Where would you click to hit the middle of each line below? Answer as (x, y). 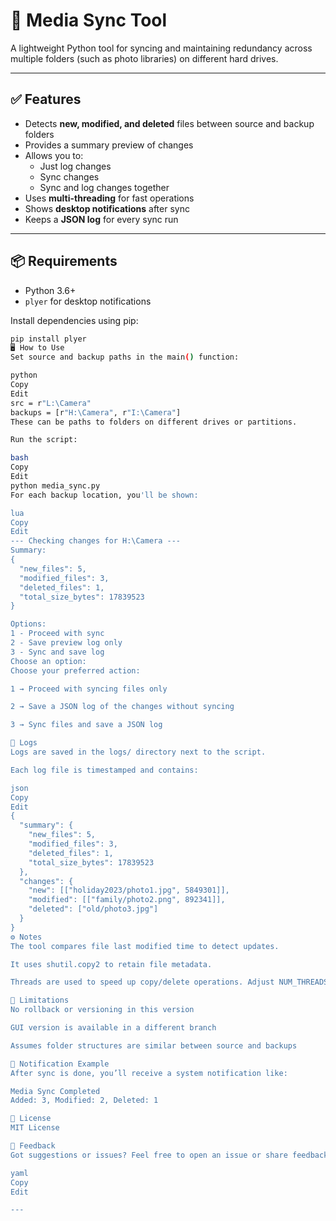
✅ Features (46, 99)
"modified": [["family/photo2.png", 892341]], (127, 900)
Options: (28, 624)
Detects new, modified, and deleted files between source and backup (169, 123)
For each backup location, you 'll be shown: (104, 495)
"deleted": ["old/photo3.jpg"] (93, 909)
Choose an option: (48, 661)
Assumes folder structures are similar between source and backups (154, 1045)
